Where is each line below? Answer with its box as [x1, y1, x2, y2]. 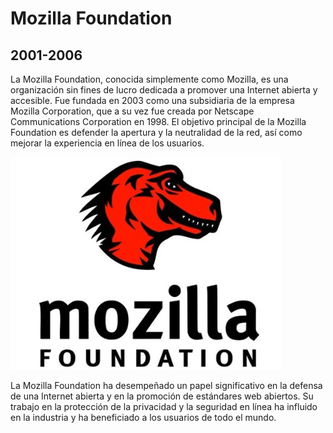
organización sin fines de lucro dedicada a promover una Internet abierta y [10, 84, 318, 96]
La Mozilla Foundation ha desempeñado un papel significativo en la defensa [10, 380, 323, 391]
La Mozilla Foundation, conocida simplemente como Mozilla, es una [10, 73, 289, 85]
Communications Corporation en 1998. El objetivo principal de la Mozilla [10, 116, 307, 127]
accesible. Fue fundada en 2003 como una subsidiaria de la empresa [10, 95, 295, 106]
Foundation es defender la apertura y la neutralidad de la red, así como [10, 127, 303, 138]
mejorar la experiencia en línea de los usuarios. [10, 137, 205, 149]
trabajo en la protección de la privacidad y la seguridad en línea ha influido [10, 401, 318, 412]
